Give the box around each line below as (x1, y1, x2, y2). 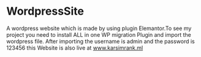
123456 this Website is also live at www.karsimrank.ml (6, 44, 143, 51)
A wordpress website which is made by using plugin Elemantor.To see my (6, 25, 192, 32)
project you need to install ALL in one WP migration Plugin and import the (6, 31, 191, 38)
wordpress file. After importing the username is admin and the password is (6, 37, 195, 45)
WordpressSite (6, 4, 85, 18)
